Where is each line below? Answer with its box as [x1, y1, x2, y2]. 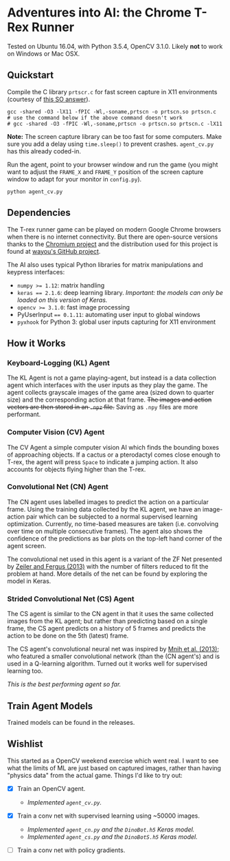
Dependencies [7, 207, 71, 219]
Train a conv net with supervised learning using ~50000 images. [16, 811, 200, 820]
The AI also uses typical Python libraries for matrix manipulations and [7, 260, 204, 269]
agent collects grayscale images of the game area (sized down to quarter [7, 389, 214, 397]
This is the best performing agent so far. [7, 680, 122, 688]
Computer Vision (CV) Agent [7, 428, 105, 437]
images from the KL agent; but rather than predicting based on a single [7, 617, 208, 625]
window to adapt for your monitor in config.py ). [7, 175, 142, 183]
